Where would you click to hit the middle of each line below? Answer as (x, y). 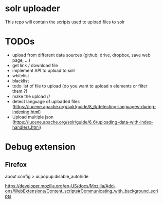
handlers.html (26, 127)
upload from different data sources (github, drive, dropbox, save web (81, 55)
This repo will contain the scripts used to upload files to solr (65, 22)
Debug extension (40, 147)
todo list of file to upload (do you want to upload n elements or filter (80, 86)
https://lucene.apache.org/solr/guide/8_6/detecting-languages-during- (85, 106)
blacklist (20, 81)
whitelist (20, 75)
